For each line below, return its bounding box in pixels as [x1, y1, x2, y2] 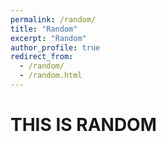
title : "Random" [10, 24, 78, 34]
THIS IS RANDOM [10, 114, 157, 136]
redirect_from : [10, 52, 74, 62]
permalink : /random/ [10, 14, 97, 25]
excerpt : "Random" [10, 33, 87, 43]
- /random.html [19, 71, 83, 81]
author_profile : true [10, 42, 101, 53]
